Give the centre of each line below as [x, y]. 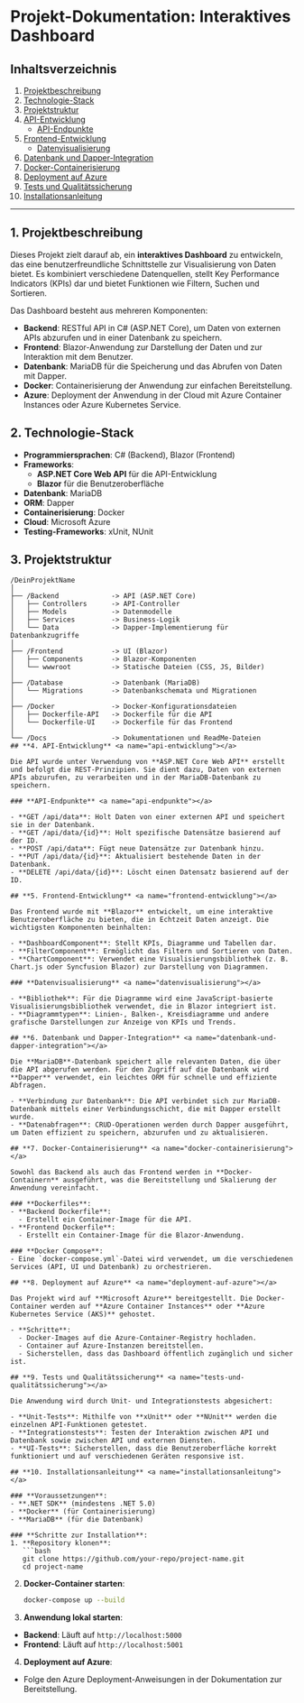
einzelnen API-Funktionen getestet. [79, 1425]
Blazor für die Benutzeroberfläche [101, 483]
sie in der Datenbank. [53, 825]
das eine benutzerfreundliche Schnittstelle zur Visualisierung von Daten [143, 264]
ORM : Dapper [49, 502]
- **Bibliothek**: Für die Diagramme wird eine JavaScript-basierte [142, 999]
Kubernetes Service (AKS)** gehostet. [83, 1314]
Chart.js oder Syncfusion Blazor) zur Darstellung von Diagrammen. [140, 967]
